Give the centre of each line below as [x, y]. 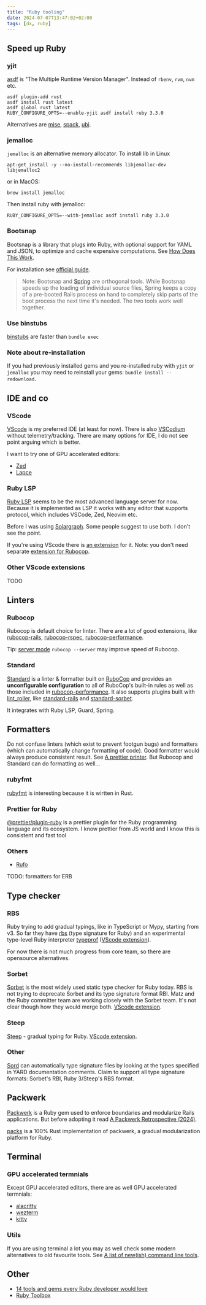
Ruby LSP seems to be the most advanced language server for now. [93, 501]
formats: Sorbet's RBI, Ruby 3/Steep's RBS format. [71, 1078]
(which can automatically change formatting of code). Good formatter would [103, 751]
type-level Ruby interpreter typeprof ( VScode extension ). [79, 939]
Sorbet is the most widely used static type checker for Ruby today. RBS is [100, 987]
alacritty [26, 1206]
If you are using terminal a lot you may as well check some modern [91, 1248]
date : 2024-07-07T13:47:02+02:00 [50, 18]
